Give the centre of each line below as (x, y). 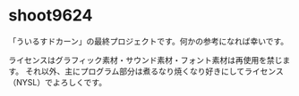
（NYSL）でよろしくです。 (58, 82)
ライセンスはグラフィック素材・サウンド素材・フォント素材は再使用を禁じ (145, 60)
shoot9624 (51, 16)
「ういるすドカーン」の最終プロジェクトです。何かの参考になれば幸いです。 (149, 41)
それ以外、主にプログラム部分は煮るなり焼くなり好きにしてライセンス (154, 71)
